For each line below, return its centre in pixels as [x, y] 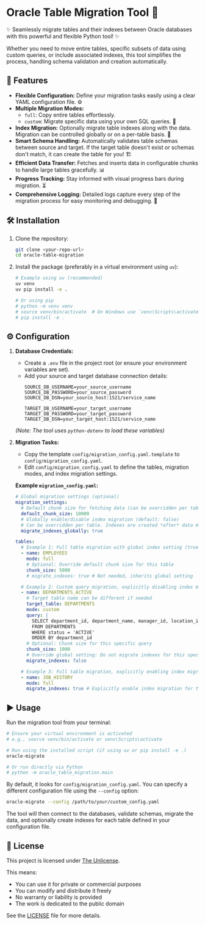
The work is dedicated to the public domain [70, 904]
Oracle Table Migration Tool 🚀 [82, 13]
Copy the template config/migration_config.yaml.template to [102, 454]
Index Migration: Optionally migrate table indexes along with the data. [103, 128]
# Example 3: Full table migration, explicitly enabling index [103, 672]
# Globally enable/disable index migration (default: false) [100, 519]
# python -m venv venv [44, 306]
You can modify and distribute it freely [63, 891]
